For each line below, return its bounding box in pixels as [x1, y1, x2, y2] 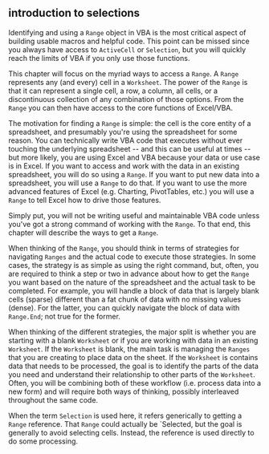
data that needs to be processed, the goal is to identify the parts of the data [8, 361, 259, 371]
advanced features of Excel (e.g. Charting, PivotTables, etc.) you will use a [8, 186, 255, 196]
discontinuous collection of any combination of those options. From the [8, 94, 244, 103]
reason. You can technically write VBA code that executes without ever [8, 136, 243, 145]
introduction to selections [8, 6, 141, 20]
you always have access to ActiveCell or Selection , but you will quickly [8, 44, 247, 55]
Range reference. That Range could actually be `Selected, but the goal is [8, 419, 243, 428]
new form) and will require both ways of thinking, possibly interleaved [8, 387, 239, 396]
